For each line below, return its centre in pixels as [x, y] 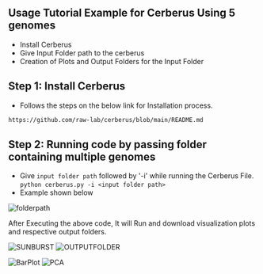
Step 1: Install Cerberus [67, 86]
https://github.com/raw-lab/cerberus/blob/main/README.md [106, 120]
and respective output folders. [57, 232]
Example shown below [56, 192]
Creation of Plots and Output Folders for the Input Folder [112, 61]
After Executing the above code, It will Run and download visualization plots [132, 223]
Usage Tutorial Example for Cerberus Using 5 [122, 13]
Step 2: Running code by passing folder [108, 145]
